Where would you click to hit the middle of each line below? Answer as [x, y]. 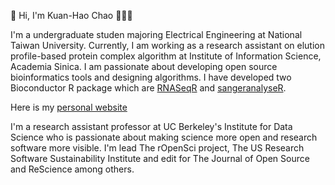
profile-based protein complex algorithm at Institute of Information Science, [166, 56]
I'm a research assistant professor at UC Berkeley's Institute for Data [151, 126]
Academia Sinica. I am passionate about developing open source [144, 66]
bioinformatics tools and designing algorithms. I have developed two [151, 77]
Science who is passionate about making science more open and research [164, 137]
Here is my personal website [69, 107]
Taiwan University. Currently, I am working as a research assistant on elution [167, 45]
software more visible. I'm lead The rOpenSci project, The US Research [157, 148]
